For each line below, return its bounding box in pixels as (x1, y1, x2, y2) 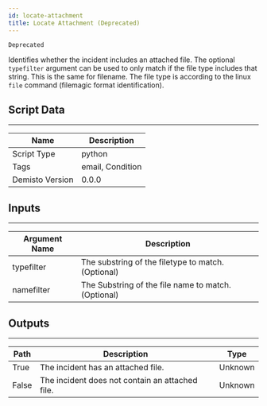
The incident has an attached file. (39, 362, 164, 373)
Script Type (12, 149, 56, 160)
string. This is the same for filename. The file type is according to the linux (8, 72, 252, 81)
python (81, 149, 108, 160)
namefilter (12, 284, 51, 296)
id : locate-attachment (8, 11, 83, 20)
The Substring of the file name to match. (80, 280, 232, 291)
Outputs (8, 316, 50, 330)
